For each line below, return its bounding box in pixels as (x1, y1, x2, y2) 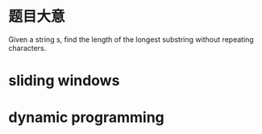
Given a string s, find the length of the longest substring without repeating (8, 34, 254, 44)
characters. (8, 43, 47, 52)
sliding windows (8, 72, 120, 90)
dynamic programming (8, 108, 165, 127)
